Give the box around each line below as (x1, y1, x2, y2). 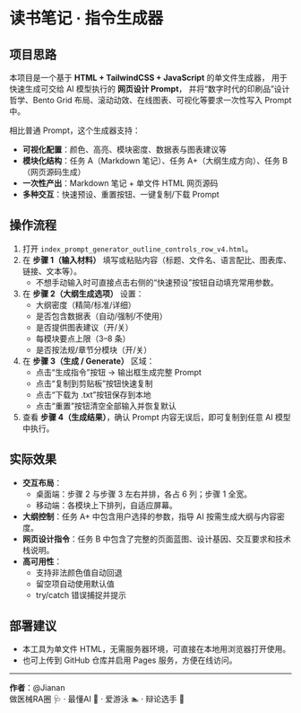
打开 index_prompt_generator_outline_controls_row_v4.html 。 (21, 243, 254, 254)
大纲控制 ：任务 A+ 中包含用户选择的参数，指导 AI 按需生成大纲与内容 (21, 511, 278, 522)
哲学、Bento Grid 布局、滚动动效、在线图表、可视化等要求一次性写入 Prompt (9, 95, 292, 105)
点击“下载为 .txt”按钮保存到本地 (35, 389, 151, 400)
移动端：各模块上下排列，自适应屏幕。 (35, 499, 177, 510)
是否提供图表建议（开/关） (35, 321, 133, 332)
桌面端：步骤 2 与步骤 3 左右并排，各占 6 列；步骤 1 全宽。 (35, 489, 253, 499)
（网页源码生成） (21, 167, 86, 177)
